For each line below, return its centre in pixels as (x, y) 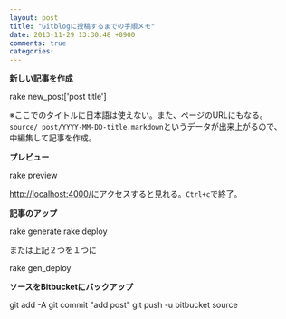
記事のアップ (33, 213)
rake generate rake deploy (58, 231)
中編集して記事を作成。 (53, 138)
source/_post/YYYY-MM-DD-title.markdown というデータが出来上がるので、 (146, 127)
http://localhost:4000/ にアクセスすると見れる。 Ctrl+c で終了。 (126, 194)
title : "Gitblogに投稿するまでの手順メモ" (82, 26)
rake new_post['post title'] (58, 97)
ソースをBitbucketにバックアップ (71, 287)
